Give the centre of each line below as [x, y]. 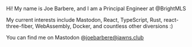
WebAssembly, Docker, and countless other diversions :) [104, 26]
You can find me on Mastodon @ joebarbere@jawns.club [75, 37]
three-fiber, [20, 26]
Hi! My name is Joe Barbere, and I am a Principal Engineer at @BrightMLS [96, 9]
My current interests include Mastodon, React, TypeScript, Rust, [84, 20]
